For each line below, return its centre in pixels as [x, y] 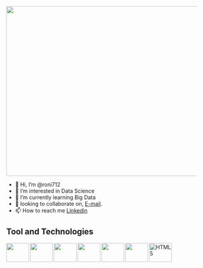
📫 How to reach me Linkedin [51, 210]
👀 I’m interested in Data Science [55, 191]
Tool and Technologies [50, 232]
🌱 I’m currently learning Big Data [55, 197]
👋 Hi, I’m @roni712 [37, 184]
